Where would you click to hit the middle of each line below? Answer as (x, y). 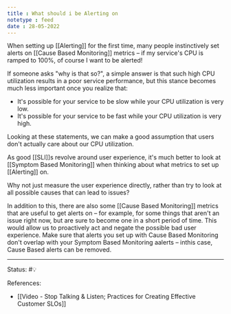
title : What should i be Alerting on (63, 13)
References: (24, 283)
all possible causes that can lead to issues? (68, 192)
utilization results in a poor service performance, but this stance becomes (112, 81)
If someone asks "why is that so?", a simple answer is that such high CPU (111, 74)
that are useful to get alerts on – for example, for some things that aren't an (113, 213)
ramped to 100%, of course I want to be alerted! (75, 60)
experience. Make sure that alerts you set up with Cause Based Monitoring (113, 235)
